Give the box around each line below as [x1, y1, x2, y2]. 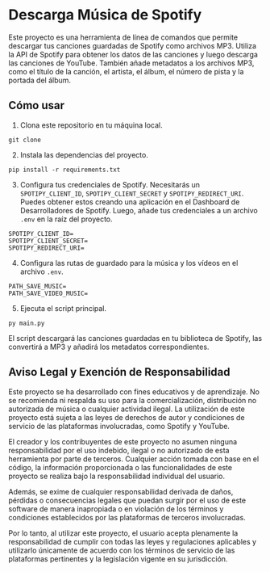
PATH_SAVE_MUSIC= [8, 282, 67, 290]
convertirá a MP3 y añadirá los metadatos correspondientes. [8, 342, 210, 351]
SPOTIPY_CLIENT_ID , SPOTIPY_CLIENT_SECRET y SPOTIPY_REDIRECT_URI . [19, 188, 244, 198]
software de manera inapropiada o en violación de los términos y [8, 503, 224, 514]
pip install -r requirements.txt [8, 166, 121, 174]
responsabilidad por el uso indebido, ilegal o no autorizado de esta [8, 445, 230, 455]
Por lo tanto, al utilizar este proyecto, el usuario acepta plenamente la [8, 528, 239, 538]
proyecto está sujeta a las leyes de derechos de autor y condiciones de [8, 412, 245, 422]
